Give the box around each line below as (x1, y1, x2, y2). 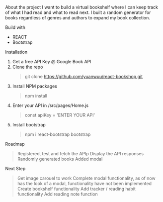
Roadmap (5, 141, 25, 147)
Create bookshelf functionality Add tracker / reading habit (17, 186, 136, 192)
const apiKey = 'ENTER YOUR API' (24, 112, 95, 118)
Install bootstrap (12, 122, 46, 127)
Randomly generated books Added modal (17, 156, 103, 162)
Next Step (5, 166, 26, 171)
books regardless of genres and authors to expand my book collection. (5, 15, 151, 20)
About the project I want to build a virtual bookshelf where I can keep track (5, 4, 158, 10)
